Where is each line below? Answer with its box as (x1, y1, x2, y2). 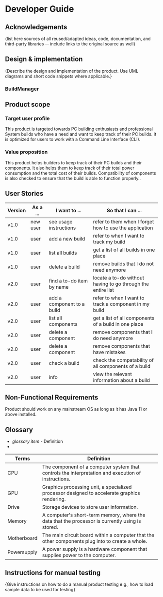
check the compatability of (93, 357, 154, 363)
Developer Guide (5, 3, 74, 15)
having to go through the (93, 280, 149, 287)
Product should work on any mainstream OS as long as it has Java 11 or (5, 406, 147, 412)
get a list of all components (93, 315, 155, 321)
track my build (93, 238, 126, 245)
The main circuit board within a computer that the (42, 532, 155, 538)
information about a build (93, 377, 150, 383)
